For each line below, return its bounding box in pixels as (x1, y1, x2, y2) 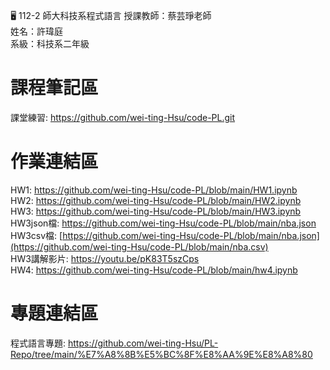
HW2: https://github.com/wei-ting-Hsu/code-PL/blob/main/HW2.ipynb (10, 194, 302, 206)
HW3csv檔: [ (10, 229, 63, 241)
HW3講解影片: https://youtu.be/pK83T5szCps (10, 252, 200, 264)
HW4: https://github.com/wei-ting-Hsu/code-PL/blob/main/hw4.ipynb (10, 264, 298, 276)
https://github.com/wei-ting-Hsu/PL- (67, 337, 219, 349)
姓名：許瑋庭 (10, 25, 63, 37)
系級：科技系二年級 (10, 38, 90, 49)
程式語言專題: (10, 337, 67, 349)
